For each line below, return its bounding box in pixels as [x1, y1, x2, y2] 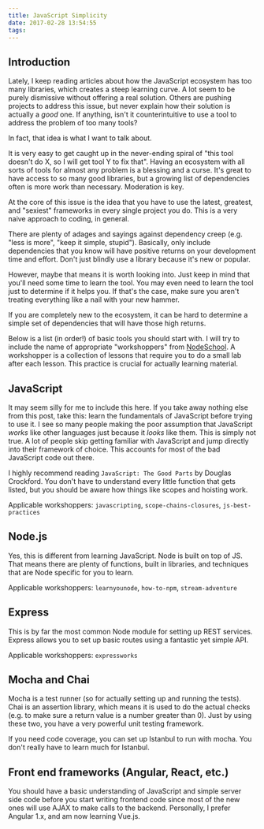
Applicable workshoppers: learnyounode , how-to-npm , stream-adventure [8, 582, 238, 592]
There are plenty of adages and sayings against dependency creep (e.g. [8, 229, 243, 239]
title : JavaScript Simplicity [8, 11, 108, 20]
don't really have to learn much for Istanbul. [8, 742, 150, 753]
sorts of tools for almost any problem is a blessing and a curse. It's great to [8, 165, 252, 175]
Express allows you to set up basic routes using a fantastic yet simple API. [8, 635, 249, 645]
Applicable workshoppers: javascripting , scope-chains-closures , [8, 500, 221, 509]
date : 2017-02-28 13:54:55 [8, 19, 97, 27]
